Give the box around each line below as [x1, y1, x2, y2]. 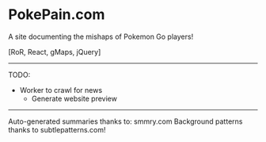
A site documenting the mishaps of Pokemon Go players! [8, 32, 194, 41]
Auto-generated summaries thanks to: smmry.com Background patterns [8, 117, 243, 126]
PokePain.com [8, 6, 105, 24]
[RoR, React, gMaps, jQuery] [8, 47, 101, 56]
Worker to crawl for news [19, 85, 103, 94]
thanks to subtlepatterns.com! [8, 125, 106, 134]
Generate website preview [31, 94, 117, 103]
